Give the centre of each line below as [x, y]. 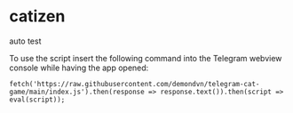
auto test [25, 41]
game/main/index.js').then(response [77, 92]
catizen [37, 16]
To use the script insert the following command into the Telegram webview [146, 58]
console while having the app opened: [79, 68]
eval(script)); [37, 100]
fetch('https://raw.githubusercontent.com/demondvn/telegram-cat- [135, 84]
